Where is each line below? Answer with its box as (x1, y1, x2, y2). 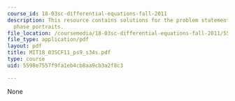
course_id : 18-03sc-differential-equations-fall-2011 (7, 10, 168, 17)
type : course (7, 56, 45, 63)
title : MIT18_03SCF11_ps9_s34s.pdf (7, 49, 111, 56)
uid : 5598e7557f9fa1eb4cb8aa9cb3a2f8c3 (7, 62, 124, 69)
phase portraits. (13, 23, 64, 30)
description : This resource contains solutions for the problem (7, 17, 199, 24)
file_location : (7, 29, 52, 37)
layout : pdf (7, 42, 42, 49)
